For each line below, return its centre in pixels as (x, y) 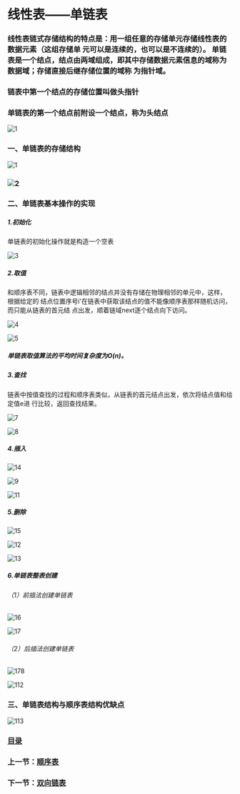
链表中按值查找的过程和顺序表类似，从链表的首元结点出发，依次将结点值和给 (120, 394)
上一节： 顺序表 (33, 762)
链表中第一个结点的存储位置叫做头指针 (73, 92)
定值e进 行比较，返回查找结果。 (54, 403)
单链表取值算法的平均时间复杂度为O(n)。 (67, 356)
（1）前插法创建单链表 (40, 595)
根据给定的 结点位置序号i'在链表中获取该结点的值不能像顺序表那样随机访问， (120, 302)
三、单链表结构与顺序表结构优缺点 (66, 705)
